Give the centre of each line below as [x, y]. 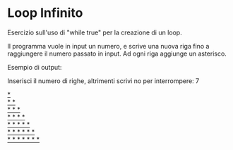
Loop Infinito [45, 13]
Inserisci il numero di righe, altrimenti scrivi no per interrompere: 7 [103, 81]
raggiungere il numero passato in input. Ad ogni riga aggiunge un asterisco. [117, 54]
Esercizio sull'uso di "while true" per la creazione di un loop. [95, 32]
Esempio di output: [35, 67]
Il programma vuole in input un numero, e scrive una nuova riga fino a [108, 46]
